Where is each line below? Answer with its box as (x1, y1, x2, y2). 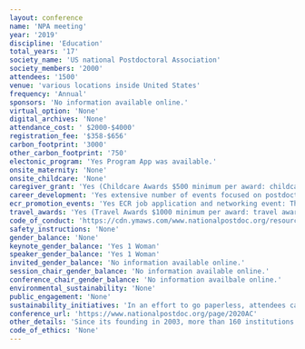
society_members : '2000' (9, 65, 103, 74)
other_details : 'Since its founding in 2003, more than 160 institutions (9, 317, 295, 327)
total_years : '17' (9, 47, 79, 56)
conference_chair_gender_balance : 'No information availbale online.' (9, 275, 282, 284)
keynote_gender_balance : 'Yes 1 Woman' (9, 242, 161, 251)
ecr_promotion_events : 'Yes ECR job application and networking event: (9, 199, 286, 209)
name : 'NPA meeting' (9, 22, 88, 31)
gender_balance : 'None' (9, 233, 100, 242)
